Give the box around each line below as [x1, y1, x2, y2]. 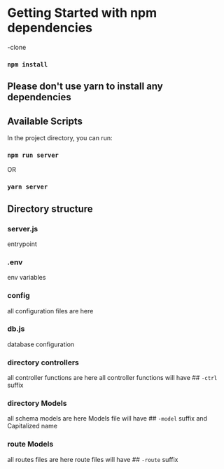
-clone [7, 43, 27, 51]
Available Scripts [7, 115, 83, 127]
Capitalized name [7, 422, 58, 430]
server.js [7, 224, 38, 233]
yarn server [7, 183, 48, 191]
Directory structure [7, 203, 93, 215]
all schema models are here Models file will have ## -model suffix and [7, 414, 208, 423]
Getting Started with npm [7, 5, 157, 21]
